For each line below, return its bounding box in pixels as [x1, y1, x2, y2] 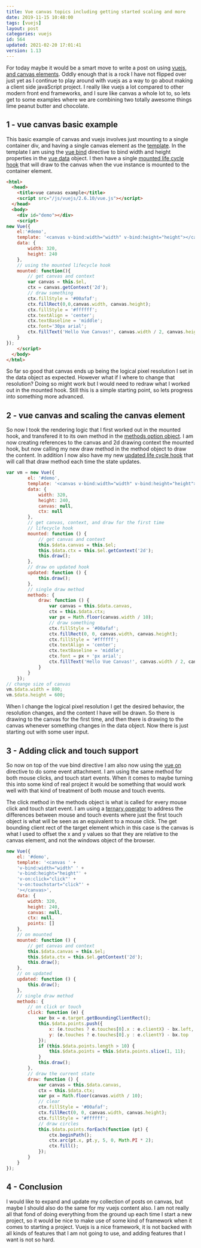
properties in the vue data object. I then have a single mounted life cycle [6, 154, 184, 162]
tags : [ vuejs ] [6, 20, 42, 26]
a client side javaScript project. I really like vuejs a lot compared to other [6, 83, 184, 90]
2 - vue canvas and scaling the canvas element [6, 410, 185, 421]
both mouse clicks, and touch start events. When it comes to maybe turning [6, 774, 193, 781]
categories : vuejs [6, 31, 52, 37]
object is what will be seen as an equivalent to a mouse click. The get [6, 817, 177, 824]
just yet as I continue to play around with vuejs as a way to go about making [6, 77, 193, 84]
